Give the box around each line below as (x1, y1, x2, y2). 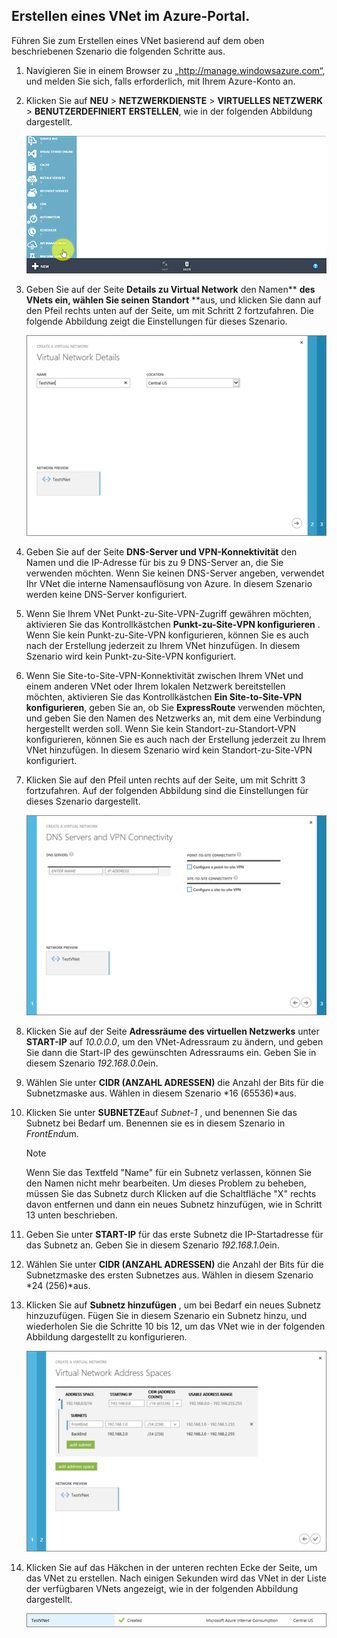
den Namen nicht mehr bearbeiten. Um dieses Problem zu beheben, (25, 1177, 307, 1189)
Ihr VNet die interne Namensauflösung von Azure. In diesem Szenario (25, 577, 313, 589)
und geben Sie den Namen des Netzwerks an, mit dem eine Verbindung (25, 712, 322, 724)
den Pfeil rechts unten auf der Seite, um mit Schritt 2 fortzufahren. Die (25, 304, 314, 316)
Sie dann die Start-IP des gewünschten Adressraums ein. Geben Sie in (25, 1047, 317, 1059)
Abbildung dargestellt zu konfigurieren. (25, 1331, 188, 1343)
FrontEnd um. (25, 1128, 79, 1140)
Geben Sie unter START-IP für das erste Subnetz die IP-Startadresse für (25, 1229, 324, 1241)
